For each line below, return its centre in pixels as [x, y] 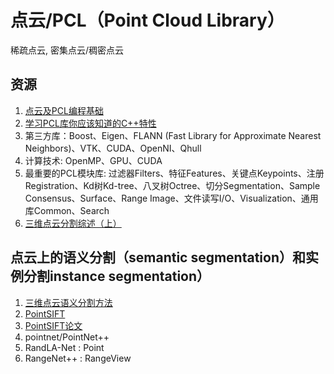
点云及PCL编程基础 [64, 110]
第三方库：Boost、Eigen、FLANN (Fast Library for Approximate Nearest [173, 135]
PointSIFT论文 [53, 325]
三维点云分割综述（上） [73, 223]
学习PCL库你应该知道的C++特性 [90, 123]
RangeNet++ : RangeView [78, 358]
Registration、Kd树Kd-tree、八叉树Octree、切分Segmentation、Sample [172, 185]
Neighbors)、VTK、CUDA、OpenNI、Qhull [113, 148]
